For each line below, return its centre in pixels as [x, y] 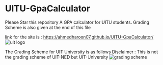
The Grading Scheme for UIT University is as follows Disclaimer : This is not [81, 52]
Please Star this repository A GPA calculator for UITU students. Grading [77, 22]
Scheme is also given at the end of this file [48, 27]
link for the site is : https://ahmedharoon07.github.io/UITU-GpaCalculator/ [79, 37]
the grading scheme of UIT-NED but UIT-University [57, 57]
